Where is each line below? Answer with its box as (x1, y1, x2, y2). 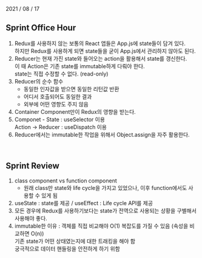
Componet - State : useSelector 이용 (14, 116, 106, 123)
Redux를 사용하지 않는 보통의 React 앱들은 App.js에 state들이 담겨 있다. (14, 40, 186, 47)
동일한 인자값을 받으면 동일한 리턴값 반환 (23, 85, 120, 92)
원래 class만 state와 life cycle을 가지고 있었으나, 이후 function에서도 (23, 184, 187, 191)
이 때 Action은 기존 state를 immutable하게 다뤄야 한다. (14, 62, 145, 69)
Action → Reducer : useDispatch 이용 (14, 123, 107, 130)
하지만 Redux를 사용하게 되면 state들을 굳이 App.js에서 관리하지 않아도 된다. (14, 47, 196, 54)
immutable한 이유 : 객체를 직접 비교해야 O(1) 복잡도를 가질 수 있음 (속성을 (14, 222, 189, 229)
